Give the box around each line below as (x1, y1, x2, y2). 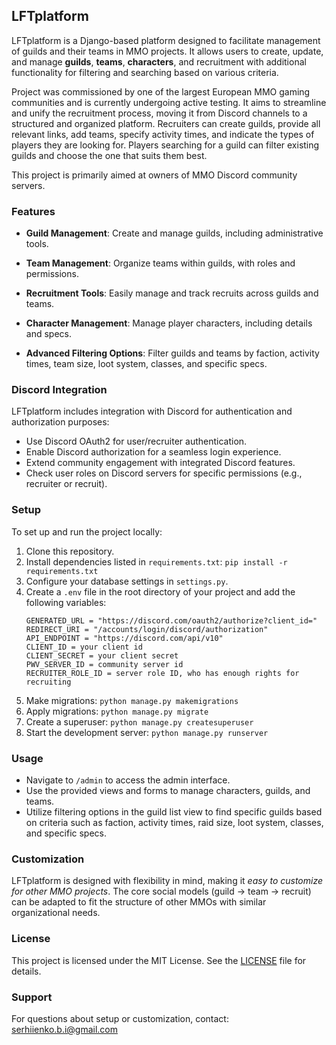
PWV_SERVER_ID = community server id (25, 659, 184, 669)
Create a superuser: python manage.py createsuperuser (25, 715, 254, 728)
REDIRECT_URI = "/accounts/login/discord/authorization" (25, 624, 269, 634)
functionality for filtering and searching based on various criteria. (11, 66, 279, 78)
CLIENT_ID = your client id (25, 642, 143, 652)
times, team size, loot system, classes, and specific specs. (25, 358, 268, 370)
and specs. (25, 328, 72, 340)
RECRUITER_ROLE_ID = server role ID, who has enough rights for (25, 668, 300, 678)
